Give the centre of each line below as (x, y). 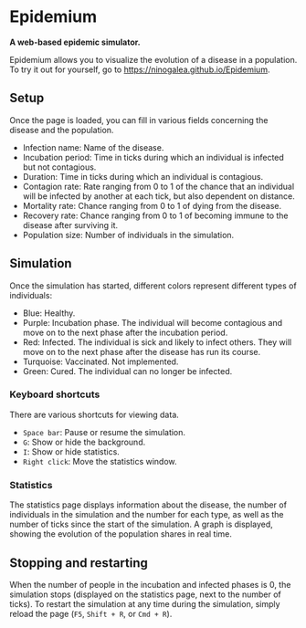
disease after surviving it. (70, 225)
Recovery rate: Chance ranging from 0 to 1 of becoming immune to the (155, 215)
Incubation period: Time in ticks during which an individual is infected (153, 157)
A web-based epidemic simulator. (75, 42)
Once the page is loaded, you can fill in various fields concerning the (139, 120)
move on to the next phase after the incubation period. (125, 332)
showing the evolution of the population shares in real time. (121, 534)
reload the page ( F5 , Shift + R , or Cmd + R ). (91, 613)
